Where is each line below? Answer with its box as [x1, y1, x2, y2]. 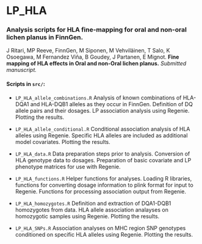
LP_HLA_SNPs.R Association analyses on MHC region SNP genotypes [15, 224, 186, 232]
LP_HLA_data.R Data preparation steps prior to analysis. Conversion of [15, 150, 190, 157]
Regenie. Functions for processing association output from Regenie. [15, 187, 186, 195]
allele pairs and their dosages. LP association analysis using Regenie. [15, 107, 190, 114]
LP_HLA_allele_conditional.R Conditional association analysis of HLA [15, 125, 190, 132]
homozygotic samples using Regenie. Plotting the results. [15, 212, 160, 220]
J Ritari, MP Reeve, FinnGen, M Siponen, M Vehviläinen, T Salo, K [6, 47, 170, 54]
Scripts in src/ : [6, 81, 46, 88]
